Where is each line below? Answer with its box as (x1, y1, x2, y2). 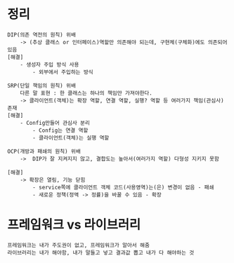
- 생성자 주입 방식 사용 (20, 61, 79, 68)
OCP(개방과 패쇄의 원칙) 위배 (7, 148, 81, 155)
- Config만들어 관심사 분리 (20, 119, 90, 126)
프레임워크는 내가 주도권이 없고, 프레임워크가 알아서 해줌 (7, 241, 150, 249)
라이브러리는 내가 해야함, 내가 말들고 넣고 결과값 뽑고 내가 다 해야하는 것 (7, 249, 195, 256)
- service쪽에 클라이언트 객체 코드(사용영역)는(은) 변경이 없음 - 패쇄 (32, 184, 214, 191)
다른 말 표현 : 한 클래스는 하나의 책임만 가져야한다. (20, 89, 152, 97)
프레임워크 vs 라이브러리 (7, 217, 141, 233)
